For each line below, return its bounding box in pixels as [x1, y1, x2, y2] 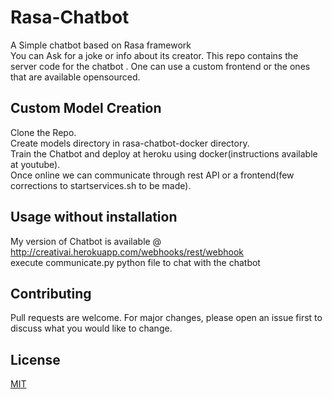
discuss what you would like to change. [10, 322, 173, 335]
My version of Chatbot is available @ [10, 235, 162, 247]
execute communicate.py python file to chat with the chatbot [10, 256, 261, 268]
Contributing [10, 285, 92, 302]
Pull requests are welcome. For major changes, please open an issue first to [10, 312, 323, 324]
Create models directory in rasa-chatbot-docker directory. [10, 137, 250, 149]
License [10, 351, 61, 368]
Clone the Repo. [10, 126, 77, 138]
